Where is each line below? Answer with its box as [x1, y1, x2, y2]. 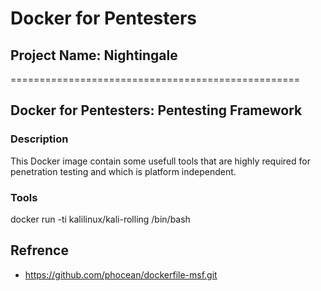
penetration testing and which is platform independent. [10, 165, 237, 177]
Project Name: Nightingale [10, 47, 178, 64]
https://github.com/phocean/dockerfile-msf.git [24, 268, 218, 281]
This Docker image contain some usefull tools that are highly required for [10, 155, 311, 167]
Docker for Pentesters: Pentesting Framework [10, 102, 303, 119]
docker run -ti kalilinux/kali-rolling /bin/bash [10, 213, 191, 225]
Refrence [10, 242, 69, 259]
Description [10, 132, 69, 146]
